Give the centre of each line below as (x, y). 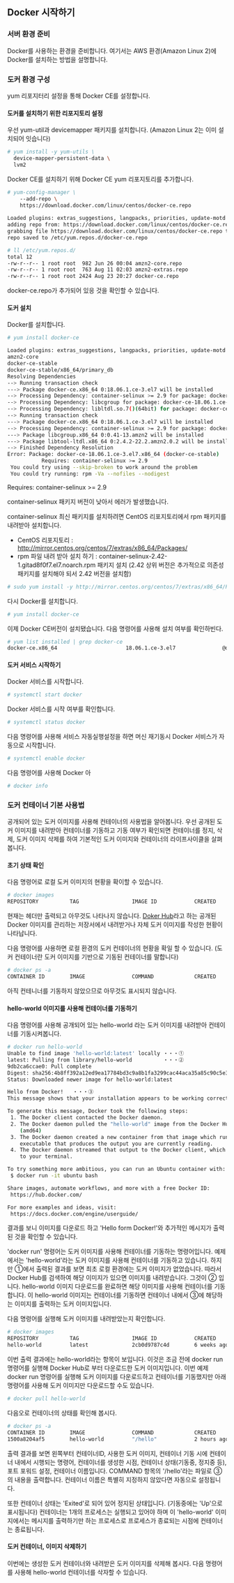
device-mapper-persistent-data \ (62, 159)
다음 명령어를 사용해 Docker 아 (49, 773)
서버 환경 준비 (29, 34)
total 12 (20, 257)
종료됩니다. (30, 1529)
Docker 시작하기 (41, 13)
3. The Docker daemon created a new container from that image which (113, 1137)
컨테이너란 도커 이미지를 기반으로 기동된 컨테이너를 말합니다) (96, 957)
